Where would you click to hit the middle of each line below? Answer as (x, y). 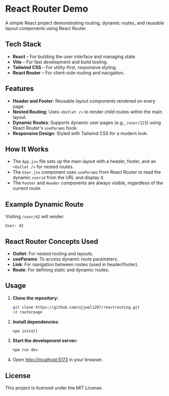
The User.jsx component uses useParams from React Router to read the (87, 172)
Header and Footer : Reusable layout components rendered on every (84, 101)
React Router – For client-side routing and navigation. (69, 73)
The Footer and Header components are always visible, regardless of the (88, 183)
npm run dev (25, 350)
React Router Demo (47, 9)
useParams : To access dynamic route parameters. (65, 259)
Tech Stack (23, 44)
